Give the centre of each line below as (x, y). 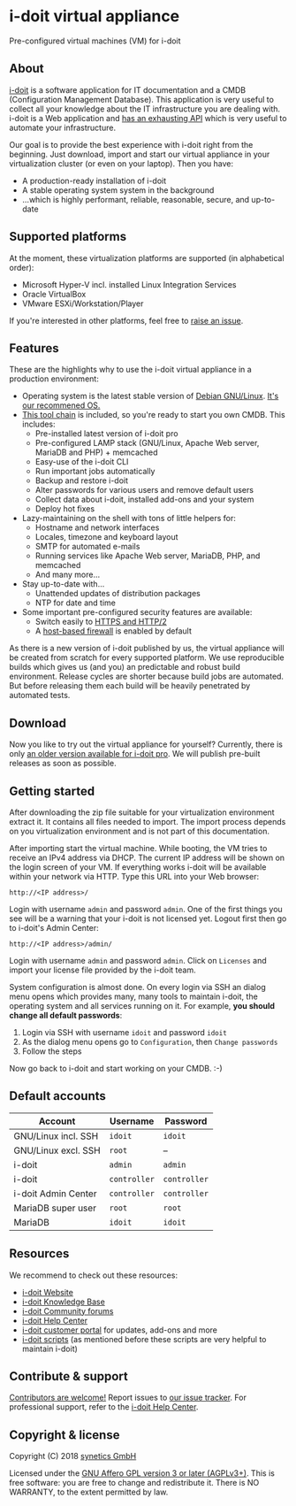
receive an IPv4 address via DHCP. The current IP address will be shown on (147, 857)
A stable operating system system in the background (118, 190)
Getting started (52, 791)
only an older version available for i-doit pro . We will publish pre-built (135, 754)
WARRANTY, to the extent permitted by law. (89, 1492)
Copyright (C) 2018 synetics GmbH (73, 1456)
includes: (38, 424)
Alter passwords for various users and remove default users (144, 490)
